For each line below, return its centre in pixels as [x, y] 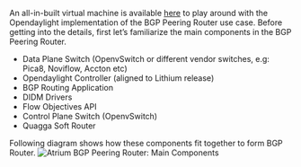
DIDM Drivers [47, 97]
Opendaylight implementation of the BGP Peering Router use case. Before [146, 22]
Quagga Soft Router [59, 126]
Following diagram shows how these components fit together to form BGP [146, 143]
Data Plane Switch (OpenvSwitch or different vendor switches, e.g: [146, 59]
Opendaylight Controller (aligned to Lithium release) [118, 78]
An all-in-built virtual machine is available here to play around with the [138, 13]
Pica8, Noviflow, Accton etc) [75, 68]
